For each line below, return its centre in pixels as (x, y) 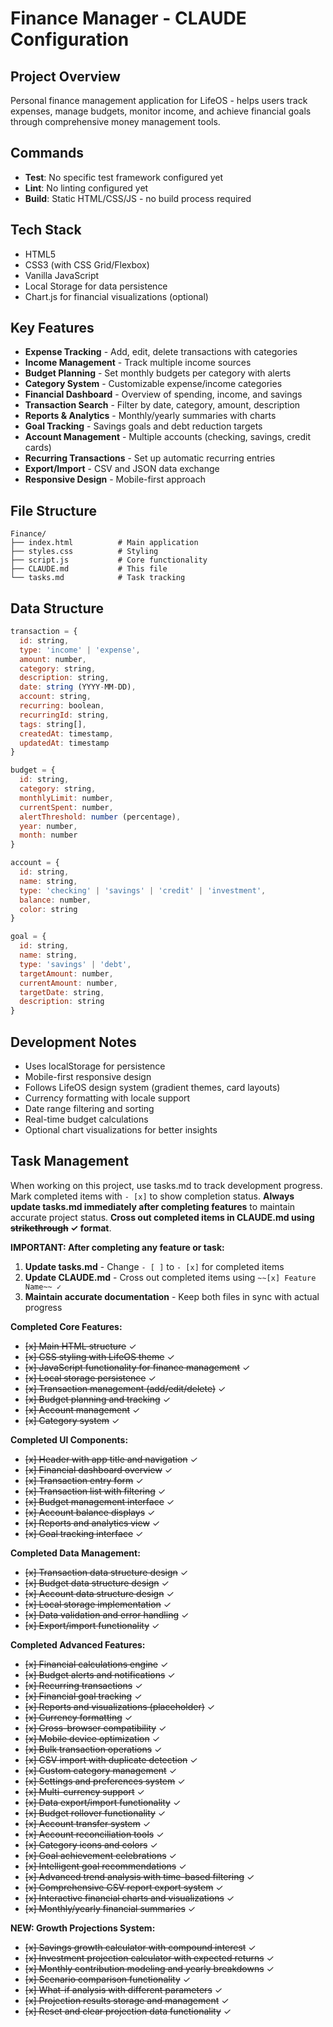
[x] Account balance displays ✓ (90, 1512)
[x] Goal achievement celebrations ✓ (100, 1855)
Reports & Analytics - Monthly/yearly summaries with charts (150, 416)
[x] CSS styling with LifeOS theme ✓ (99, 1356)
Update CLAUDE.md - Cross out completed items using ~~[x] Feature (170, 1277)
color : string (48, 909)
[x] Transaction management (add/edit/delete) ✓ (125, 1388)
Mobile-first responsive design (88, 1076)
